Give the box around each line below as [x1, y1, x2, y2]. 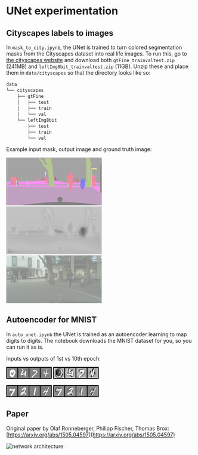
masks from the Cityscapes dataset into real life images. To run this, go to [6, 50, 187, 57]
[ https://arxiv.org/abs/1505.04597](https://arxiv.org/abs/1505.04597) [6, 431, 175, 438]
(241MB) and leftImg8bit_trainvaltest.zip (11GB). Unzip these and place [6, 63, 189, 70]
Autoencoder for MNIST [6, 315, 97, 325]
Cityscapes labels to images [6, 28, 113, 38]
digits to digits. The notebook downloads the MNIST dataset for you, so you [6, 337, 192, 344]
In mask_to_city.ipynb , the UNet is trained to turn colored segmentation [6, 44, 182, 51]
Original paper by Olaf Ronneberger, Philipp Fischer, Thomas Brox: [6, 425, 169, 432]
